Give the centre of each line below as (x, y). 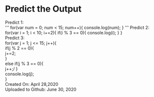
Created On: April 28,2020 (32, 84)
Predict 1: (14, 22)
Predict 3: (15, 38)
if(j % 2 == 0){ (20, 48)
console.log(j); (20, 74)
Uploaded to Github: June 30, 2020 (41, 89)
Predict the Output (43, 9)
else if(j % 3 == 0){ (24, 64)
